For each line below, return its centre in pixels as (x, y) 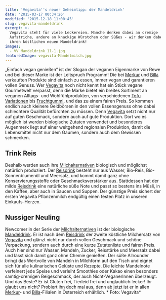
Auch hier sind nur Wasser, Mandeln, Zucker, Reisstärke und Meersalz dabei (83, 250)
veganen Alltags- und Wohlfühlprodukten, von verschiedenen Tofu (73, 96)
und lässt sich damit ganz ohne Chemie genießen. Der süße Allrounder (77, 255)
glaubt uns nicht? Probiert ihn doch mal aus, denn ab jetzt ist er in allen (77, 287)
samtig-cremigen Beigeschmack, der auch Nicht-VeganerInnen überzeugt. (81, 276)
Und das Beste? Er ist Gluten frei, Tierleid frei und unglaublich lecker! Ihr (79, 281)
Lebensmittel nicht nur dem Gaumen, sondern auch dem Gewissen (73, 132)
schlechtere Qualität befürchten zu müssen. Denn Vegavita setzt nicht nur (80, 112)
